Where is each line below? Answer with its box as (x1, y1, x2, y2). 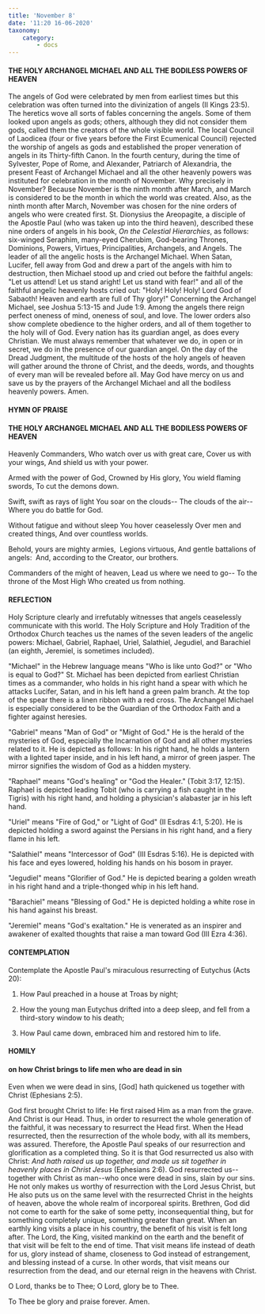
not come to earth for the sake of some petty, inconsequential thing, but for (8, 1207, 254, 1216)
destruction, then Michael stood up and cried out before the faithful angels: (8, 269, 253, 279)
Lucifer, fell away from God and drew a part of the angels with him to (8, 260, 232, 270)
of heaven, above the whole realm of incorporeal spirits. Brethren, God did (8, 1199, 251, 1208)
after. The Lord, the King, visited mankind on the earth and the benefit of (8, 1232, 244, 1242)
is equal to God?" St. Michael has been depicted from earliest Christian (8, 670, 240, 679)
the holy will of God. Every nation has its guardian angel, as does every (8, 328, 240, 337)
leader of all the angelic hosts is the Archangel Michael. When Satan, (8, 252, 233, 262)
